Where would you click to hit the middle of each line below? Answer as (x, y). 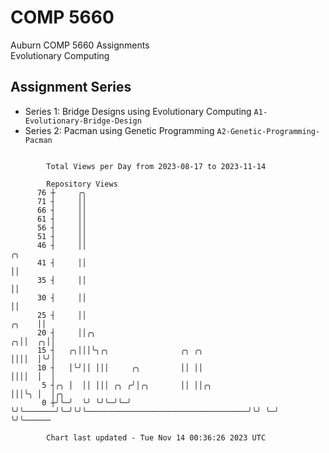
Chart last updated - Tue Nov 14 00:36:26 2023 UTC (156, 437)
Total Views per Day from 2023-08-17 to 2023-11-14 (156, 166)
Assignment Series (71, 87)
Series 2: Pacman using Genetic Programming (119, 130)
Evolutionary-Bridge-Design (83, 121)
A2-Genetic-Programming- (268, 131)
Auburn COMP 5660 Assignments (80, 45)
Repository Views (82, 184)
